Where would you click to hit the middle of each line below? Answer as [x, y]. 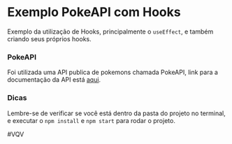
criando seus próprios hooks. [50, 38]
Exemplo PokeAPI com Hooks [94, 12]
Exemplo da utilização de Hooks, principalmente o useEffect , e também [110, 31]
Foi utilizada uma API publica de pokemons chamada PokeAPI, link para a [113, 72]
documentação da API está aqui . [54, 80]
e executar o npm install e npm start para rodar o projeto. [92, 120]
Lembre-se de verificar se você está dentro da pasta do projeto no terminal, [116, 113]
